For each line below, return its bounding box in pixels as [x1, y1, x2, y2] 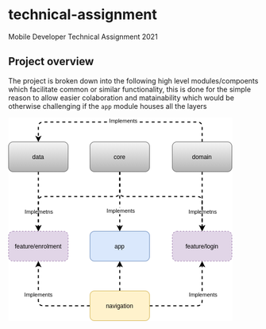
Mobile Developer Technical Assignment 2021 [8, 32, 158, 41]
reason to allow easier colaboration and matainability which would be [8, 93, 234, 103]
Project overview [8, 55, 94, 68]
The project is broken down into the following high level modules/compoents [8, 75, 259, 85]
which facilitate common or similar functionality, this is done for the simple [8, 84, 252, 94]
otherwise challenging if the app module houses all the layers [8, 101, 207, 110]
